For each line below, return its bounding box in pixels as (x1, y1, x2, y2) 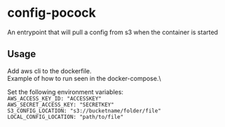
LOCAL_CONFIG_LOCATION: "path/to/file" (7, 113, 124, 120)
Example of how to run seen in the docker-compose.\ (7, 74, 161, 82)
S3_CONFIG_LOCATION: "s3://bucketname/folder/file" (7, 107, 161, 114)
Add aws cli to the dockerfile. (7, 66, 92, 75)
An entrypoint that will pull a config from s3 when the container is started (7, 28, 219, 36)
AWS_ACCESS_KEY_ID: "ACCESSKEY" (7, 95, 102, 102)
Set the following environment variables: (7, 87, 124, 96)
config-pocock (7, 5, 97, 21)
